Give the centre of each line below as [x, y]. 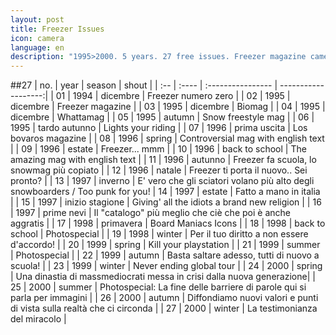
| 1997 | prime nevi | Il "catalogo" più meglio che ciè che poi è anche [150, 213]
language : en [37, 47]
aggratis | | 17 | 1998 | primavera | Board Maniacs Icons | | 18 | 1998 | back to [168, 223]
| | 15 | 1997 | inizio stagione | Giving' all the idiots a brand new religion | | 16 [166, 202]
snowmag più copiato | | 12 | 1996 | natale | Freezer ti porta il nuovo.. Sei [159, 170]
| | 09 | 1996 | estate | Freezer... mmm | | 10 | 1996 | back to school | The [158, 149]
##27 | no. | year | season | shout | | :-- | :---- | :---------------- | [144, 85]
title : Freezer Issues [57, 29]
